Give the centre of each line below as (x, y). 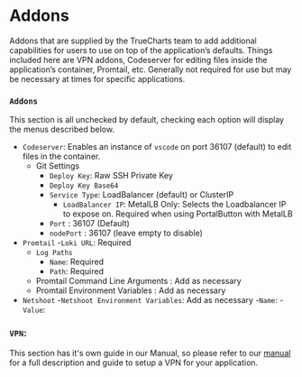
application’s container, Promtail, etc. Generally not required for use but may (151, 69)
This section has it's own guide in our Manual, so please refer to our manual (150, 353)
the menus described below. (62, 129)
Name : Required (76, 262)
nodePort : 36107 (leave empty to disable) (126, 233)
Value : (34, 310)
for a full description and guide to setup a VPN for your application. (134, 363)
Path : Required (76, 271)
